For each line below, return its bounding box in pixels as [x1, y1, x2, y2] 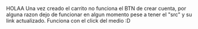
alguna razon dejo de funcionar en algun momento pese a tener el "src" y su [6, 11, 192, 18]
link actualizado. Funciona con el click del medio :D [6, 17, 131, 24]
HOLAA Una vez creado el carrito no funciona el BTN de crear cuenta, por [6, 5, 186, 12]
